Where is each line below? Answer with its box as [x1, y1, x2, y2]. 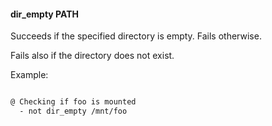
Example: [10, 69, 49, 81]
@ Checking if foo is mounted [10, 97, 137, 107]
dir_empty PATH [10, 8, 80, 20]
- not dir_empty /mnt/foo [19, 106, 128, 117]
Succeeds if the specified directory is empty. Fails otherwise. [10, 30, 262, 42]
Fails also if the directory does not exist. [10, 50, 175, 62]
